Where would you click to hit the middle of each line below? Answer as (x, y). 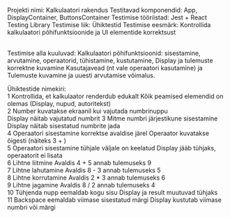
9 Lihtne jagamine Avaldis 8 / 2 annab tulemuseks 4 (81, 185)
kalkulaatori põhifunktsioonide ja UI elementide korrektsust (92, 32)
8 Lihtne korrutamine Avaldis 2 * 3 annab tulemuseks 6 (86, 178)
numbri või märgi (31, 207)
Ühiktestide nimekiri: (37, 89)
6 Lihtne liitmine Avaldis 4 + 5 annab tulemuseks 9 (79, 163)
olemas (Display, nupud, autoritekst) (59, 103)
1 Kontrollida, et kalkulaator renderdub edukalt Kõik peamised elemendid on (116, 96)
